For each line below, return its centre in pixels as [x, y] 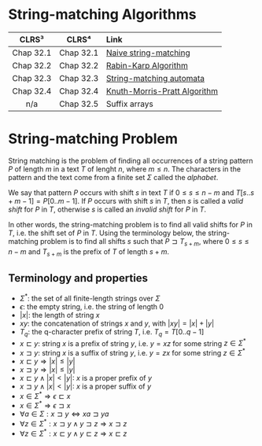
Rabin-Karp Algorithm [147, 65]
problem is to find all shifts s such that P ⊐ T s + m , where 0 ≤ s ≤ [145, 242]
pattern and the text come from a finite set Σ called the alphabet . [113, 177]
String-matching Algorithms [102, 15]
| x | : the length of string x [59, 315]
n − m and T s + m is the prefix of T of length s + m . [89, 252]
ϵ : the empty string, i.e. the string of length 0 [91, 306]
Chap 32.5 [79, 104]
